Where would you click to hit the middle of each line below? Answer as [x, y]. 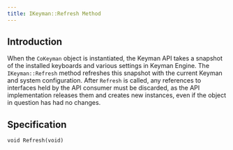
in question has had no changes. [54, 103]
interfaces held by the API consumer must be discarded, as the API [104, 88]
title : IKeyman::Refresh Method [54, 14]
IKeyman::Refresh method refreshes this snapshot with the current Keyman [115, 73]
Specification [37, 125]
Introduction [35, 42]
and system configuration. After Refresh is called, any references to [104, 81]
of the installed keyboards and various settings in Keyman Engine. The [108, 66]
